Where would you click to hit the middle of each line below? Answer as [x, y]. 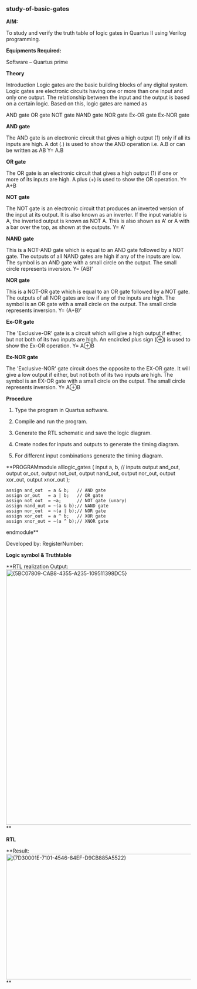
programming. [23, 39]
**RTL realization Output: [37, 566]
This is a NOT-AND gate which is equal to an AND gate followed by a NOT [95, 250]
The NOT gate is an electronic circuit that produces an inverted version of [95, 208]
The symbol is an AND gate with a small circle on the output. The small [91, 263]
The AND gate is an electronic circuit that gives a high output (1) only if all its [98, 138]
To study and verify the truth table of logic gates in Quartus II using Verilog [96, 33]
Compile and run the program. [51, 422]
